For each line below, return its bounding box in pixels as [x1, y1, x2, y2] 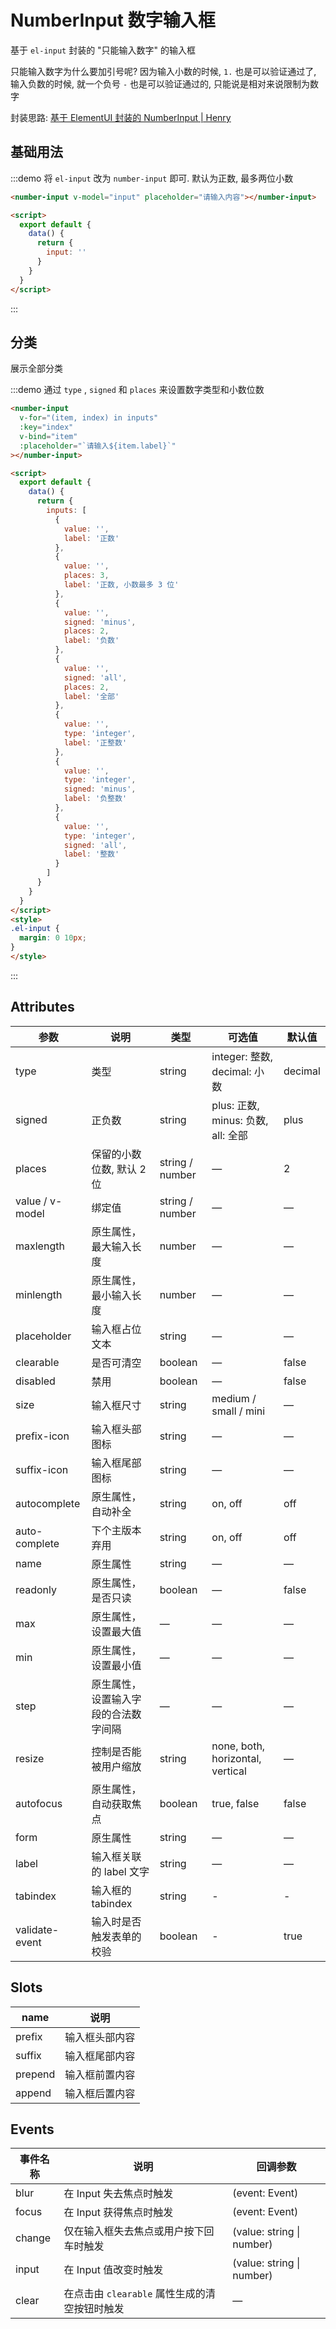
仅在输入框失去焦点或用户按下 [63, 2224, 205, 2238]
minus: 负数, [211, 1113, 269, 1127]
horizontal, [211, 1751, 262, 1765]
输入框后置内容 [64, 2086, 136, 2100]
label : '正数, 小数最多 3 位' [63, 580, 180, 590]
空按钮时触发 [63, 2302, 125, 2316]
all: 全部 [211, 1128, 248, 1142]
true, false [211, 1796, 260, 1810]
